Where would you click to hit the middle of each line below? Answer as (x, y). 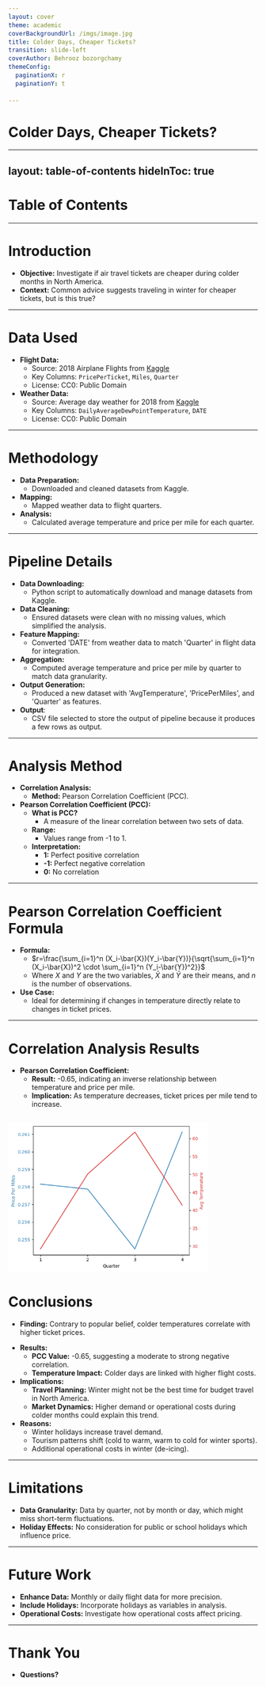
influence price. (45, 1535)
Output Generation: (52, 685)
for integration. (56, 650)
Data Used (43, 338)
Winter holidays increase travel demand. (97, 1432)
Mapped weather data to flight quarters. (97, 505)
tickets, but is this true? (58, 298)
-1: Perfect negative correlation (94, 864)
